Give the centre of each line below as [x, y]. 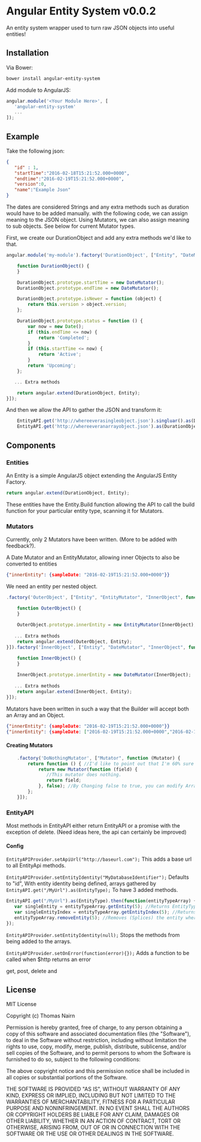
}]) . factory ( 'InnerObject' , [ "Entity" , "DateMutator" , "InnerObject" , [96, 647]
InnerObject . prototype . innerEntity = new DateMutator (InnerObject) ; [104, 675]
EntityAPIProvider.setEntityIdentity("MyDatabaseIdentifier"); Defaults [98, 877]
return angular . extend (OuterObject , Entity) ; [75, 642]
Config [15, 846]
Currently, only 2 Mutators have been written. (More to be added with [92, 540]
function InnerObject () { [49, 658]
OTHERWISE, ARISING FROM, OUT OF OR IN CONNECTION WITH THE [93, 1128]
